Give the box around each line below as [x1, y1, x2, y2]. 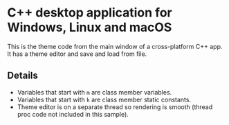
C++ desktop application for [7, 5, 172, 21]
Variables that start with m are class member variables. [17, 88, 172, 96]
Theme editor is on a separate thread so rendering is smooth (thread [17, 102, 213, 111]
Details [7, 70, 38, 81]
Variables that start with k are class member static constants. [17, 95, 192, 104]
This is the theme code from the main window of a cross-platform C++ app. [7, 42, 223, 50]
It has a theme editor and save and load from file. [7, 50, 147, 58]
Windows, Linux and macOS [7, 19, 172, 35]
